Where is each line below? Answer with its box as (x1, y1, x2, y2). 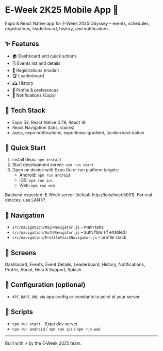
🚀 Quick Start (5, 144, 46, 152)
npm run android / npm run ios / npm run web (12, 326, 101, 332)
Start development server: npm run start (12, 162, 94, 167)
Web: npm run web (19, 183, 55, 188)
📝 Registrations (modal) (12, 67, 59, 73)
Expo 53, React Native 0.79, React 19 (12, 119, 86, 125)
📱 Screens (5, 248, 36, 257)
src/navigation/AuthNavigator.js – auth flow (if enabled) (12, 229, 127, 235)
